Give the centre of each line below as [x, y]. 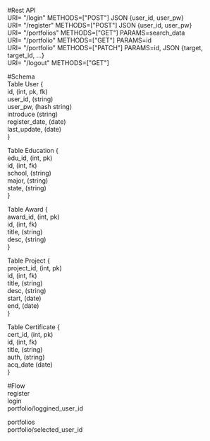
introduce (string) [33, 114]
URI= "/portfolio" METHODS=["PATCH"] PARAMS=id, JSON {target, [105, 48]
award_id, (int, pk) [33, 217]
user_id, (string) [30, 99]
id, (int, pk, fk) [27, 92]
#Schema [21, 76]
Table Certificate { [33, 327]
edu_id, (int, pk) [30, 158]
